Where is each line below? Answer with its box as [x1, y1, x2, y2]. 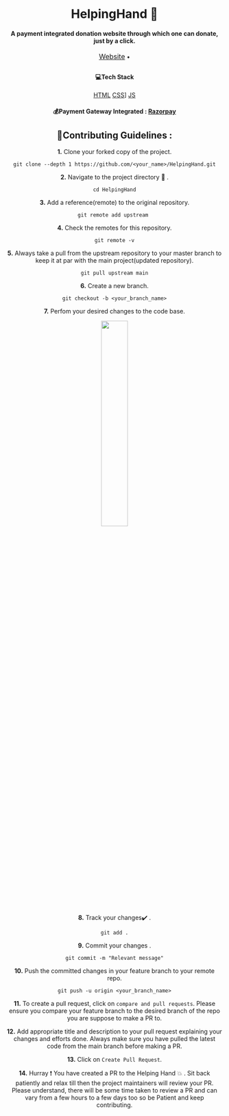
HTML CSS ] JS [93, 91, 136, 99]
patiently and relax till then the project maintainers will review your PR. [15, 1079, 214, 1087]
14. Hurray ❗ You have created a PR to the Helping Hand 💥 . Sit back [19, 1069, 210, 1077]
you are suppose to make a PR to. [67, 1014, 162, 1022]
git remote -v [94, 237, 135, 244]
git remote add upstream [77, 212, 149, 219]
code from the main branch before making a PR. [47, 1042, 182, 1051]
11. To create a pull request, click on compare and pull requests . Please [13, 1000, 216, 1008]
